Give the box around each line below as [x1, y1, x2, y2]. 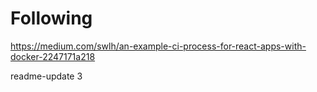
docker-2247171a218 [10, 50, 96, 62]
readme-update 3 [10, 70, 83, 82]
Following [10, 7, 93, 30]
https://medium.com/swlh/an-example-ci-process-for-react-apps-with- [10, 40, 307, 52]
